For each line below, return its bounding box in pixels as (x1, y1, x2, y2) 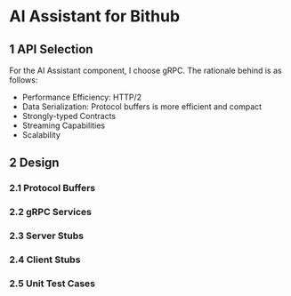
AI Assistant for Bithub (9, 6, 181, 27)
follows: (9, 75, 38, 85)
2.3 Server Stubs (9, 229, 85, 242)
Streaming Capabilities (21, 120, 105, 131)
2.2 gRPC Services (9, 206, 92, 219)
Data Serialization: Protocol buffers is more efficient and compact (21, 101, 263, 112)
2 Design (9, 156, 60, 171)
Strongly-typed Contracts (21, 111, 117, 121)
